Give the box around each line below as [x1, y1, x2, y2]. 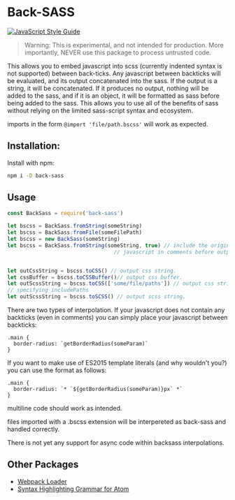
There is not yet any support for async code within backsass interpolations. [7, 439, 225, 447]
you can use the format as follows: [7, 366, 107, 374]
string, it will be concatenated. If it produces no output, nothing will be [7, 84, 209, 92]
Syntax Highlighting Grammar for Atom [17, 485, 129, 493]
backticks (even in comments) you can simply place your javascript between [7, 314, 228, 322]
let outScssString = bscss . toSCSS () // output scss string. [7, 293, 187, 300]
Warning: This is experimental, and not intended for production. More [24, 41, 224, 49]
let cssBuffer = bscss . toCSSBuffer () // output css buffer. [7, 274, 183, 281]
